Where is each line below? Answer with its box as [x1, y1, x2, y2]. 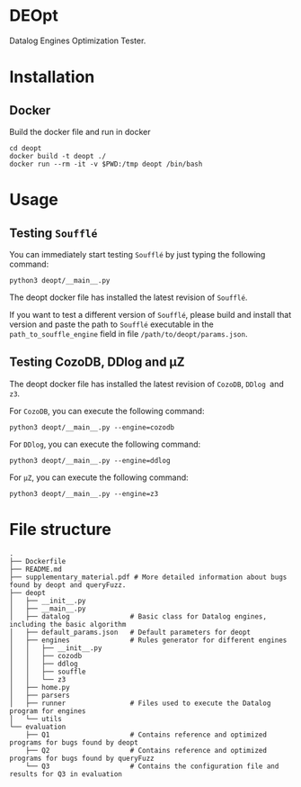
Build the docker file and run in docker [9, 126, 151, 137]
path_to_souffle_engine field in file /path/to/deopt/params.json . [9, 328, 248, 339]
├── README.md [9, 565, 63, 574]
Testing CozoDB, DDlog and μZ [9, 355, 185, 370]
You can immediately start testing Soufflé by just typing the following [9, 249, 266, 259]
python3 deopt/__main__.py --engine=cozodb [9, 422, 175, 432]
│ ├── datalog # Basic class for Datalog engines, [9, 611, 268, 621]
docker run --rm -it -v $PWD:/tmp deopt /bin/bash [9, 159, 203, 168]
